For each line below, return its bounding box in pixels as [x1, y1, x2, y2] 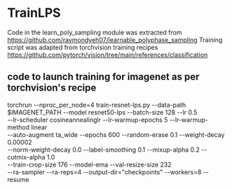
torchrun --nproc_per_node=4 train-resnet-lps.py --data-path [7, 100, 186, 109]
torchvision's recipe [7, 82, 97, 94]
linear [31, 123, 48, 131]
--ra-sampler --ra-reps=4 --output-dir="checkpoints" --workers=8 [7, 167, 202, 176]
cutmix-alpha [7, 152, 46, 161]
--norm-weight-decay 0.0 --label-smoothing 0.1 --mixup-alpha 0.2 [7, 145, 200, 154]
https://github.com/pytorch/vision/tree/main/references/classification [7, 51, 208, 59]
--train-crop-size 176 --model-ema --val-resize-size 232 [7, 160, 172, 169]
